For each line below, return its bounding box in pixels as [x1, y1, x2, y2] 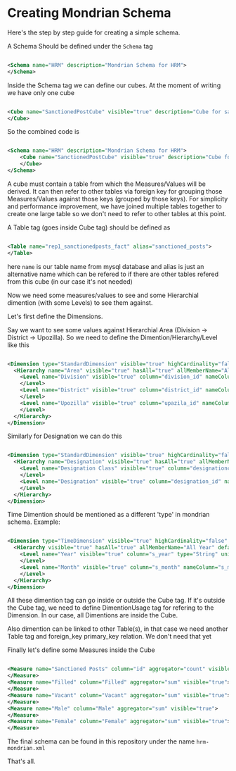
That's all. [7, 757, 36, 765]
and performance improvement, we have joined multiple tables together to [7, 202, 223, 211]
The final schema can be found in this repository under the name [7, 737, 195, 746]
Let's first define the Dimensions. [7, 312, 103, 320]
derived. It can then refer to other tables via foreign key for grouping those [7, 187, 223, 195]
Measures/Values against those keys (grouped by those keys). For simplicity [7, 194, 228, 203]
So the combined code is [7, 127, 79, 136]
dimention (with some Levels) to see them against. [7, 298, 153, 307]
